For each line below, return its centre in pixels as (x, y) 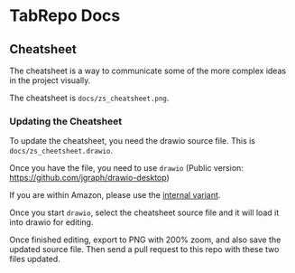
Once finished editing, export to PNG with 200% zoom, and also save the (145, 240)
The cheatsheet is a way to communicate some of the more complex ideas (148, 71)
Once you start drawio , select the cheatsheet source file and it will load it (144, 212)
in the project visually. (50, 80)
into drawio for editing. (51, 222)
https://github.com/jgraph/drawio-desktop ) (89, 178)
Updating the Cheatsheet (66, 121)
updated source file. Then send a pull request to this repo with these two (144, 249)
